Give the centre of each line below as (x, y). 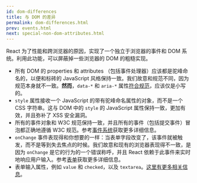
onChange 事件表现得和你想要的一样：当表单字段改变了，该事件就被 (96, 138)
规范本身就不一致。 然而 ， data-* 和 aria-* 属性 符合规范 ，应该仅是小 (98, 86)
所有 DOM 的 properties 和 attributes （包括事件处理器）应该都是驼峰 (99, 71)
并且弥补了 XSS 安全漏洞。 (58, 115)
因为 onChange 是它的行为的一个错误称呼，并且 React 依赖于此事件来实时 (103, 152)
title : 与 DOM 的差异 (31, 17)
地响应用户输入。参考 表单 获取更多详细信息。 (69, 159)
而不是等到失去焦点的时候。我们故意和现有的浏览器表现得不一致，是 (108, 145)
